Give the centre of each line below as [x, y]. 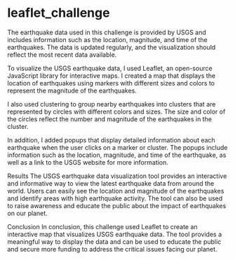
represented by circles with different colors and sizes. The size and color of [116, 111]
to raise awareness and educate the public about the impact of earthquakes [117, 205]
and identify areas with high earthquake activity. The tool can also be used [115, 198]
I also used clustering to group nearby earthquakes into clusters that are [112, 104]
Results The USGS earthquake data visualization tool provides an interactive [117, 176]
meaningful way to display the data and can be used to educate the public [114, 241]
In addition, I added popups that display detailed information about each [111, 140]
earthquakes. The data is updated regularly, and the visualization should [112, 47]
